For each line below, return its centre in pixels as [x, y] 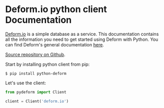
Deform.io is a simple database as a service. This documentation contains [82, 34]
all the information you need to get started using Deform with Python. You [82, 39]
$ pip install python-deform [36, 73]
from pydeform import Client [36, 92]
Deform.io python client [56, 9]
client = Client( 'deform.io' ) [37, 101]
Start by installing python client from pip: [47, 64]
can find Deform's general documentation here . [55, 44]
